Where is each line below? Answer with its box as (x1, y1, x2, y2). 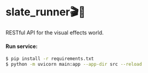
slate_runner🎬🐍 (5, 5, 86, 19)
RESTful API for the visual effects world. (5, 28, 104, 36)
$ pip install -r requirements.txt (5, 56, 94, 62)
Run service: (5, 43, 38, 50)
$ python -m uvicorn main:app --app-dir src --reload (5, 61, 143, 68)
